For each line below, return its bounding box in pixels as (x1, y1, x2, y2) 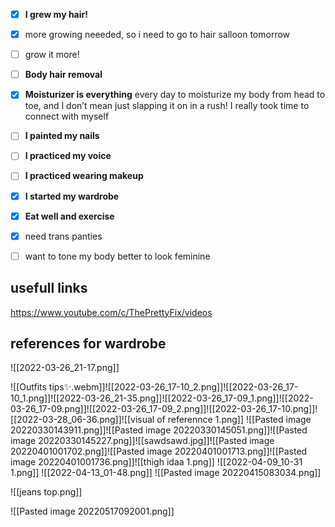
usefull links (10, 280, 88, 297)
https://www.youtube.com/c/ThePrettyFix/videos (10, 306, 213, 318)
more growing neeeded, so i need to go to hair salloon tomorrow (24, 29, 291, 41)
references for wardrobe (10, 335, 167, 352)
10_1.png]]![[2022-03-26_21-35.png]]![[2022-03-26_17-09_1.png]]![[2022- (10, 392, 314, 404)
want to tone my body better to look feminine (24, 250, 211, 262)
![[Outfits (10, 381, 47, 393)
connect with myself (24, 110, 110, 123)
